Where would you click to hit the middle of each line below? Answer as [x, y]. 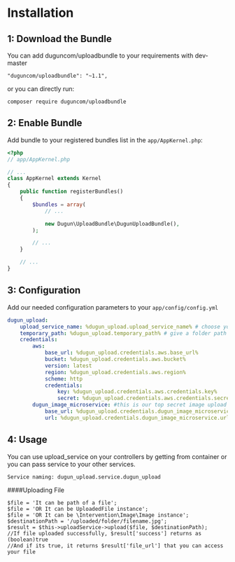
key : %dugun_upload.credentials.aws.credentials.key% [137, 392]
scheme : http [63, 379]
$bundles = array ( [59, 205]
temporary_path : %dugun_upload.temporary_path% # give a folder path [123, 333]
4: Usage [27, 440]
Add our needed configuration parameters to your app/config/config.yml [113, 307]
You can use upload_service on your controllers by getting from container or [117, 456]
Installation [41, 13]
